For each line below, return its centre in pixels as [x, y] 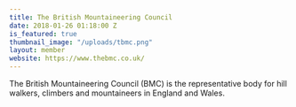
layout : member [37, 50]
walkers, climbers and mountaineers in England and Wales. [117, 93]
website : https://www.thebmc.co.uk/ [77, 58]
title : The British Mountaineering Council [91, 17]
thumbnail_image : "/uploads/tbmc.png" [81, 42]
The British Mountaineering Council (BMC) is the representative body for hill [148, 84]
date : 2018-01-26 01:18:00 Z [63, 26]
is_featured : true [43, 34]
